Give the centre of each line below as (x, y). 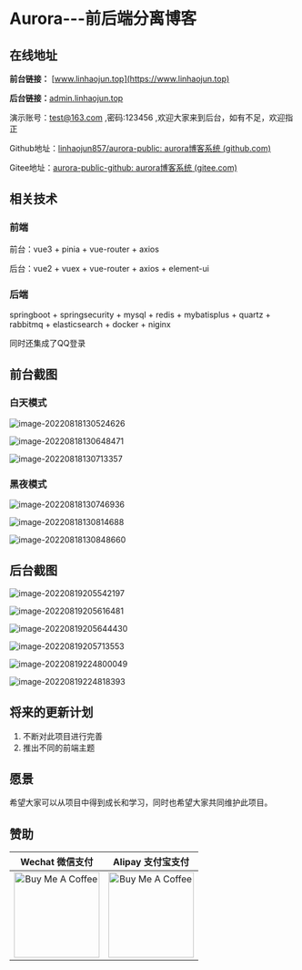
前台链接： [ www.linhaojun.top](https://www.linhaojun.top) (120, 79)
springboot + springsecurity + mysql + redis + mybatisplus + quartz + (140, 315)
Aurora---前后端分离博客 (103, 19)
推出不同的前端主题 (59, 748)
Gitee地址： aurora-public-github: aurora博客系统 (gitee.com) (124, 168)
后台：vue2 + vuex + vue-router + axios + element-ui (109, 268)
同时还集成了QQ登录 (48, 343)
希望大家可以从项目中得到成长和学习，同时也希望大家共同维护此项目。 (141, 802)
